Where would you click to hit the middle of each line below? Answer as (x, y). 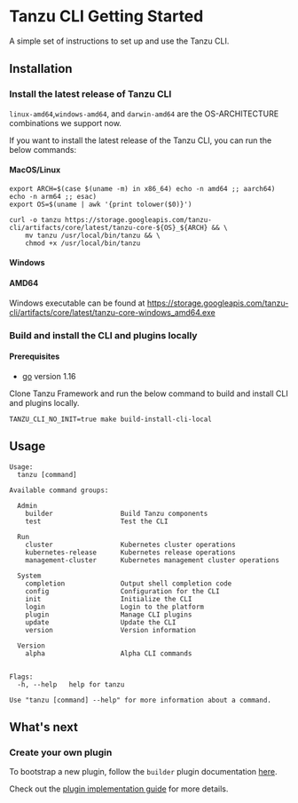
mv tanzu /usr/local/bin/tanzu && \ (93, 235)
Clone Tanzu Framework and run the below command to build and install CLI (149, 394)
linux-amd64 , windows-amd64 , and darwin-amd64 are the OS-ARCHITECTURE (144, 114)
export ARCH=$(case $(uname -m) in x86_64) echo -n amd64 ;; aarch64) (142, 188)
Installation (41, 69)
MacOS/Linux (35, 170)
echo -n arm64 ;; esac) (53, 196)
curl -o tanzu (35, 219)
